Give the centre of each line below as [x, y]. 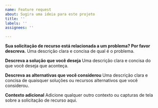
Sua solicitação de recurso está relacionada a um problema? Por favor [78, 46]
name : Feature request [28, 10]
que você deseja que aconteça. [37, 66]
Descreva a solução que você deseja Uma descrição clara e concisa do [78, 61]
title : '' [15, 19]
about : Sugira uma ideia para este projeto [50, 14]
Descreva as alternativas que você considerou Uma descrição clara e [77, 75]
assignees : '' [20, 28]
